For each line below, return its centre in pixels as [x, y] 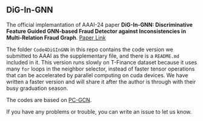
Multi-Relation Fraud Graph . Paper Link [56, 37]
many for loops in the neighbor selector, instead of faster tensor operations [101, 69]
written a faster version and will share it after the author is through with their [101, 81]
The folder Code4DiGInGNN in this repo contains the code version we [90, 49]
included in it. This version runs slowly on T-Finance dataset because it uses [102, 62]
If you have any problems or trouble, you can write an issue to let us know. [99, 111]
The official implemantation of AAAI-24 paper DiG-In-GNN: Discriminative [99, 24]
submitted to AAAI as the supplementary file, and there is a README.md [93, 56]
